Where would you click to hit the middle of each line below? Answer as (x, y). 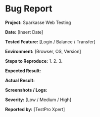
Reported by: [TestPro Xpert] (35, 109)
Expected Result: (23, 71)
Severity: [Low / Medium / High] (38, 100)
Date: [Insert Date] (24, 32)
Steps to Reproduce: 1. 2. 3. (34, 61)
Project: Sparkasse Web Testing (38, 22)
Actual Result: (20, 80)
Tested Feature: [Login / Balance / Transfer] (50, 42)
